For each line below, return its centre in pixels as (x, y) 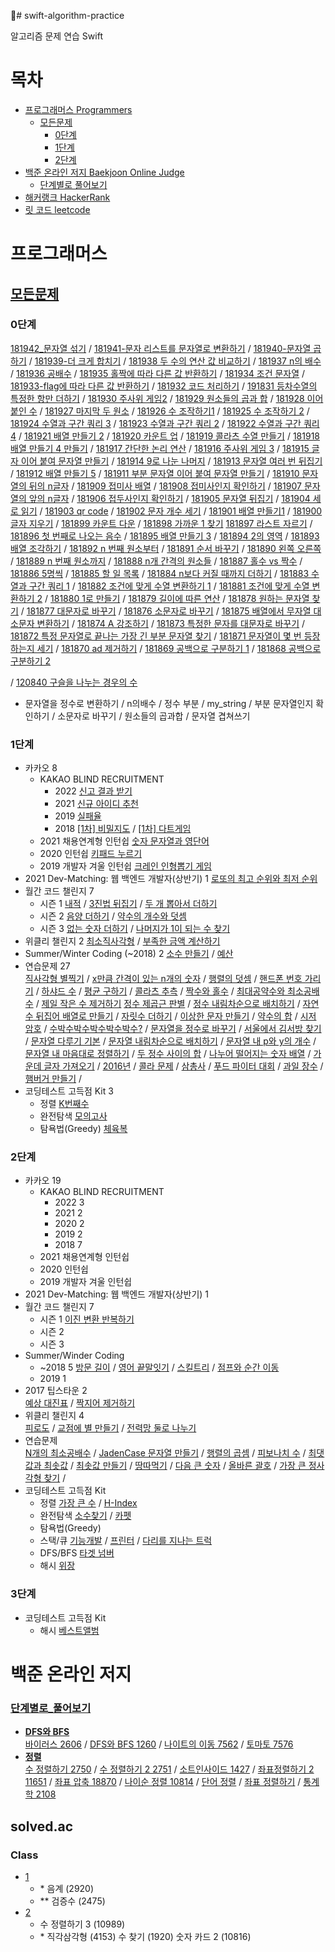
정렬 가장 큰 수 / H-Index (88, 1503)
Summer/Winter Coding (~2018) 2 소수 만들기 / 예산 (129, 954)
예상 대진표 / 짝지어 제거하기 (80, 1403)
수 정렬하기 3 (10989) (82, 1924)
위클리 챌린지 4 (54, 1416)
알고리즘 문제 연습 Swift (56, 36)
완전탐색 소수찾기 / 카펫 (85, 1516)
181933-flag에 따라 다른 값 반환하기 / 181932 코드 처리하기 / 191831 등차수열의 (164, 386)
